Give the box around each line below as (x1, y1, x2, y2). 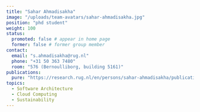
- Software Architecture (11, 86, 73, 92)
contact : (6, 47, 28, 53)
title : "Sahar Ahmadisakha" (6, 8, 76, 15)
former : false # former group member (11, 42, 105, 48)
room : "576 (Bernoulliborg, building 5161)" (11, 63, 124, 70)
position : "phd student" (6, 20, 68, 25)
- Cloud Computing (11, 91, 58, 97)
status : (6, 31, 26, 37)
